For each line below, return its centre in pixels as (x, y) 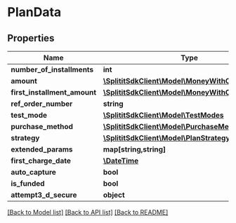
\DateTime (121, 161)
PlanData (34, 12)
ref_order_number (42, 104)
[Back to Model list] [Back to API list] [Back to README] (88, 212)
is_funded (28, 183)
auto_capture (33, 172)
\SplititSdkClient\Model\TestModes (163, 115)
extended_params (42, 149)
